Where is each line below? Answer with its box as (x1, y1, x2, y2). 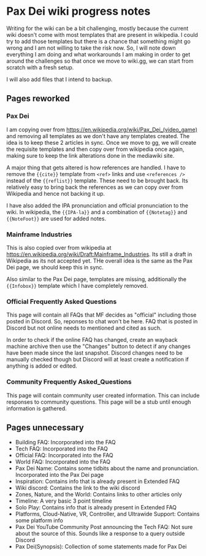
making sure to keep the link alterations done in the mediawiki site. (6, 152, 175, 159)
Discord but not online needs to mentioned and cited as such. (6, 324, 162, 332)
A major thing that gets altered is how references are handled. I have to (6, 164, 186, 171)
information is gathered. (6, 404, 67, 412)
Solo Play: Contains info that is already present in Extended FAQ (15, 504, 177, 511)
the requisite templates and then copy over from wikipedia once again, (6, 145, 185, 153)
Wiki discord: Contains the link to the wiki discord (15, 484, 140, 492)
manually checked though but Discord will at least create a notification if (6, 356, 189, 363)
